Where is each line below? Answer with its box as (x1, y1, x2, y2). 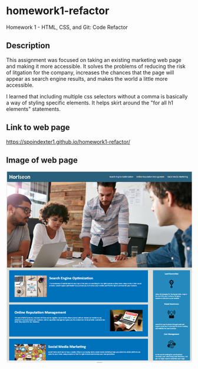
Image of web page (6, 155, 78, 165)
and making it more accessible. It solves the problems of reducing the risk (6, 62, 186, 70)
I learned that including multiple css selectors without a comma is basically (6, 93, 188, 100)
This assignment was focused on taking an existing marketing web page (6, 56, 181, 63)
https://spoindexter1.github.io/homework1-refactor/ (6, 138, 131, 145)
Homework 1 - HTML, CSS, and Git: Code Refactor (6, 24, 128, 31)
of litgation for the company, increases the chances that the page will (6, 69, 174, 76)
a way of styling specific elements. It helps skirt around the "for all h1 (6, 99, 174, 106)
